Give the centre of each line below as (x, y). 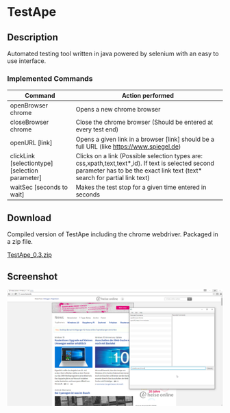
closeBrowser (29, 122)
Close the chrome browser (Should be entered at (144, 122)
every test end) (97, 129)
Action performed (148, 95)
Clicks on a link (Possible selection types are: (139, 155)
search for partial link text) (113, 177)
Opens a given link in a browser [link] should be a (145, 139)
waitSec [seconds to (39, 187)
